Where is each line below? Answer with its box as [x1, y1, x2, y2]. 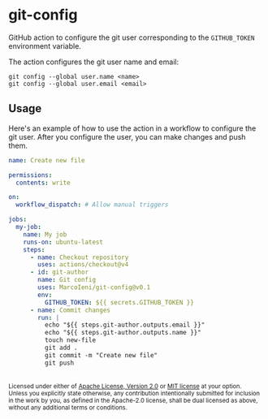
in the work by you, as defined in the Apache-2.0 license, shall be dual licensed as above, [8, 396, 258, 404]
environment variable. [8, 41, 81, 50]
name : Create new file [8, 156, 85, 164]
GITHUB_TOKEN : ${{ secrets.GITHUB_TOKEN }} [44, 298, 195, 306]
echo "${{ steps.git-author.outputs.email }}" [44, 321, 205, 330]
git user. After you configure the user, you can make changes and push [8, 132, 246, 141]
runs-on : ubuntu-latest [23, 238, 104, 246]
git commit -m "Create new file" [44, 351, 158, 359]
